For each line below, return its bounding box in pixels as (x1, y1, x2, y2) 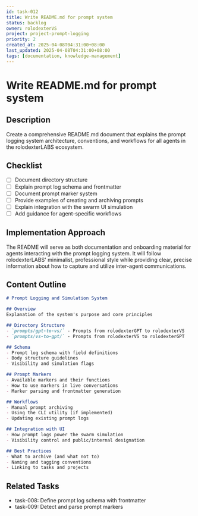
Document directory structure (14, 176, 88, 183)
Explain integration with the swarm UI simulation (14, 203, 133, 210)
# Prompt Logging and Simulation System (6, 295, 108, 301)
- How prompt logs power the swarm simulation (6, 432, 124, 438)
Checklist (6, 161, 43, 171)
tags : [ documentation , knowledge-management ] (6, 53, 121, 59)
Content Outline (6, 280, 67, 290)
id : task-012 (6, 8, 39, 15)
